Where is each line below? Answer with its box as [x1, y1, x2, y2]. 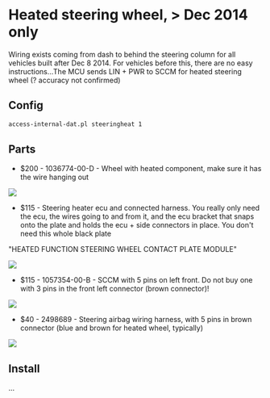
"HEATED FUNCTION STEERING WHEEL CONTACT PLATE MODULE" [8, 245, 238, 254]
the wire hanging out [19, 172, 89, 182]
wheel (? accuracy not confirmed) [8, 75, 121, 85]
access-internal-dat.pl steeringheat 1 [8, 119, 143, 128]
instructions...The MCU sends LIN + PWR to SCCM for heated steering [8, 66, 242, 76]
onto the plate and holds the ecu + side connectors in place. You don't [19, 220, 254, 230]
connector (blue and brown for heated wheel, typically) [19, 323, 204, 333]
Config [8, 98, 44, 112]
